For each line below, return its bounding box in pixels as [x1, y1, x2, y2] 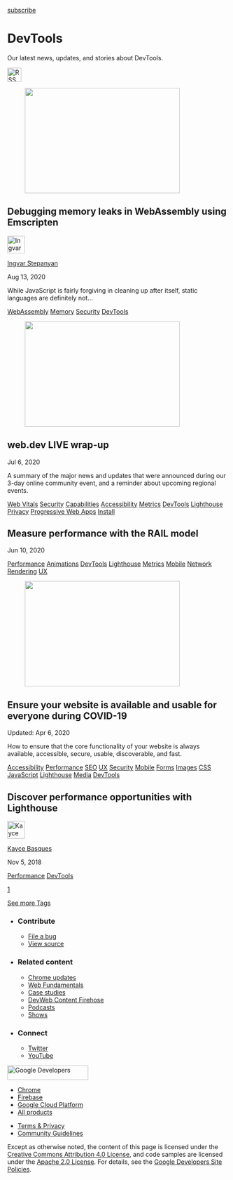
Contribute [17, 916, 56, 926]
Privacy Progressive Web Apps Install [7, 507, 115, 515]
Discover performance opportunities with [7, 791, 192, 803]
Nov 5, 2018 [7, 858, 42, 866]
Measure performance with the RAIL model [7, 527, 199, 539]
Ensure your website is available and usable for [7, 698, 217, 711]
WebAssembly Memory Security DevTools [7, 307, 129, 315]
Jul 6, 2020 [7, 458, 41, 466]
